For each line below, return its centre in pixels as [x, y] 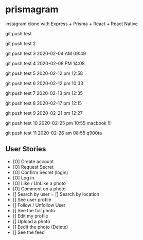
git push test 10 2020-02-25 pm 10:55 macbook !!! [59, 123]
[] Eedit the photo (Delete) [40, 227]
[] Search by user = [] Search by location [56, 194]
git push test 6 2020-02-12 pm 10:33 [44, 83]
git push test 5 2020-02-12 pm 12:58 [44, 73]
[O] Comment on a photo [39, 189]
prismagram [32, 9]
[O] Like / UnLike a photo [39, 183]
